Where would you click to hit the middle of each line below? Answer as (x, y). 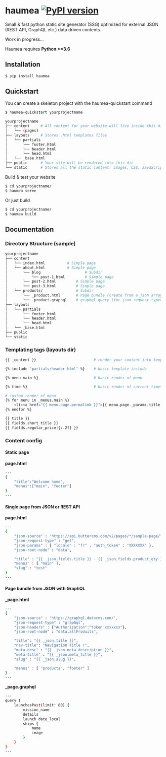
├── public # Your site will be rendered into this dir (69, 163)
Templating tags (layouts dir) (41, 349)
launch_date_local (42, 719)
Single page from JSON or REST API (42, 507)
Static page (17, 452)
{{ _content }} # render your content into (78, 360)
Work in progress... (24, 39)
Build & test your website (30, 177)
